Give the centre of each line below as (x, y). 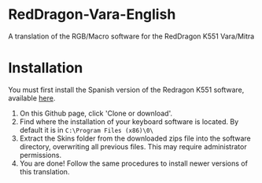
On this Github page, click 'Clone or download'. (96, 113)
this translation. (44, 171)
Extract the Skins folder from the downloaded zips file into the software (135, 138)
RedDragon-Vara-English (92, 15)
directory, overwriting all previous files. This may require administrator (133, 146)
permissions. (40, 155)
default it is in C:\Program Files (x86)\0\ (86, 130)
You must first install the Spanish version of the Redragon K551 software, (126, 90)
